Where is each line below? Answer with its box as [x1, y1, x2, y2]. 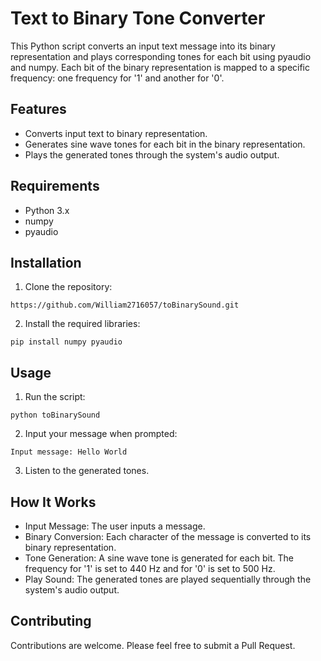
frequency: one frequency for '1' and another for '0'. [10, 72, 225, 84]
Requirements [10, 178, 100, 195]
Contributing [10, 613, 92, 630]
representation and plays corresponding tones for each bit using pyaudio [10, 50, 312, 62]
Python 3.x [24, 204, 70, 216]
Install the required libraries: [24, 318, 141, 330]
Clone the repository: [24, 281, 113, 293]
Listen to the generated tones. [24, 465, 150, 477]
